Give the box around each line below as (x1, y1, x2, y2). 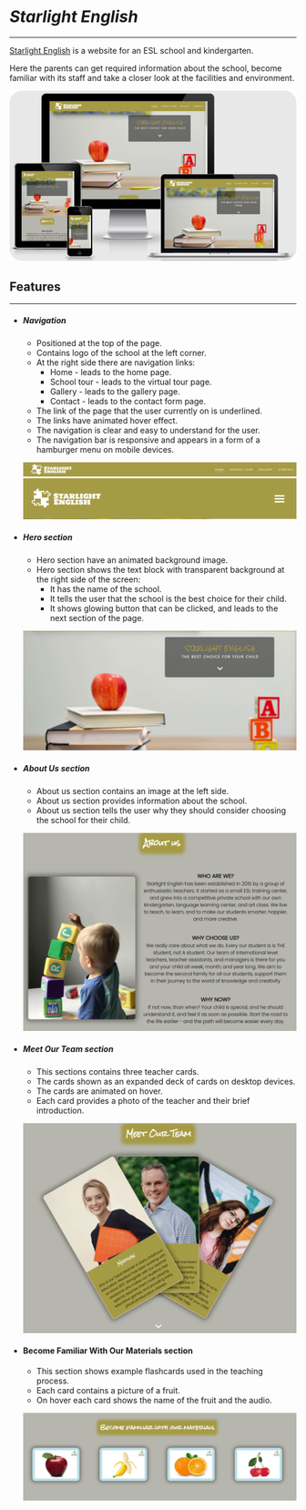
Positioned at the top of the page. (36, 337, 162, 348)
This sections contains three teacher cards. (36, 1066, 199, 1077)
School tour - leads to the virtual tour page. (49, 376, 212, 387)
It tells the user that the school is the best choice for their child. (49, 594, 287, 605)
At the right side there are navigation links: (36, 357, 196, 368)
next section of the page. (49, 613, 144, 624)
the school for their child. (36, 815, 130, 826)
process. (36, 1375, 70, 1386)
